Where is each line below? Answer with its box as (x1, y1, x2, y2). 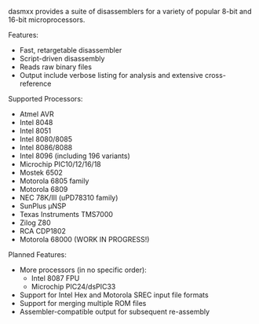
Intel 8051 (19, 126, 52, 135)
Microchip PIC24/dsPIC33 (31, 282, 116, 291)
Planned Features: (8, 250, 67, 259)
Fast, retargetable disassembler (19, 46, 122, 54)
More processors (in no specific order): (19, 265, 147, 274)
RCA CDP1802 (19, 226, 67, 235)
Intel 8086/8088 (19, 143, 73, 152)
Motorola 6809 (19, 185, 68, 193)
